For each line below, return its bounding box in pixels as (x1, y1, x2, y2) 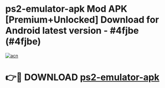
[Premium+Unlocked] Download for (5, 14, 159, 26)
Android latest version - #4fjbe (5, 25, 139, 36)
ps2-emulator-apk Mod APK (5, 3, 128, 15)
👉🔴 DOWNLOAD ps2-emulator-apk (5, 72, 160, 83)
